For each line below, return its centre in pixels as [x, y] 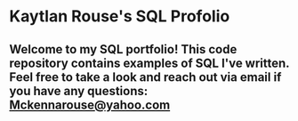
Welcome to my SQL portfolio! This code [123, 49]
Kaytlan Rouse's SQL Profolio [120, 16]
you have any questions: [79, 91]
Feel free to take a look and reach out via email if [145, 77]
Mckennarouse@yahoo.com [90, 105]
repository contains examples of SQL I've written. [149, 63]
